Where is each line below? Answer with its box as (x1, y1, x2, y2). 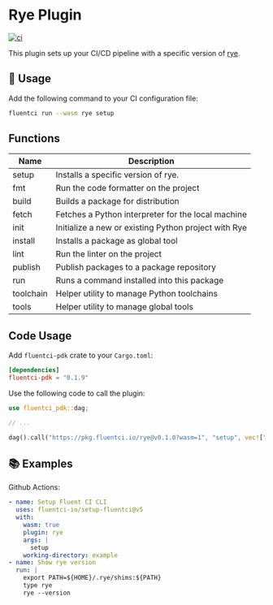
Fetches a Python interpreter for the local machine (55, 209, 248, 220)
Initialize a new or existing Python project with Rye (55, 222, 248, 233)
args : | (23, 536, 49, 544)
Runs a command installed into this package (55, 274, 224, 286)
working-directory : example (23, 551, 118, 560)
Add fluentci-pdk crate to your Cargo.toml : (8, 351, 154, 361)
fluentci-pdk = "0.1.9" (8, 374, 89, 382)
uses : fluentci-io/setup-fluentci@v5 (15, 506, 144, 514)
